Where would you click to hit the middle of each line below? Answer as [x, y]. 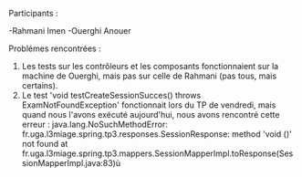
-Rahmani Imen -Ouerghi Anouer [70, 31]
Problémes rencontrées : [55, 48]
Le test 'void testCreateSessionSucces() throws [111, 95]
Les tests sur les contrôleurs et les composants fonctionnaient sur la [150, 66]
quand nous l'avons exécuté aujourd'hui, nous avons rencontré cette [151, 115]
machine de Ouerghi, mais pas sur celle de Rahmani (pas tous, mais [149, 76]
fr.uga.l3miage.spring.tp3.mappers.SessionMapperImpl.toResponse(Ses [157, 153]
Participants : [33, 13]
